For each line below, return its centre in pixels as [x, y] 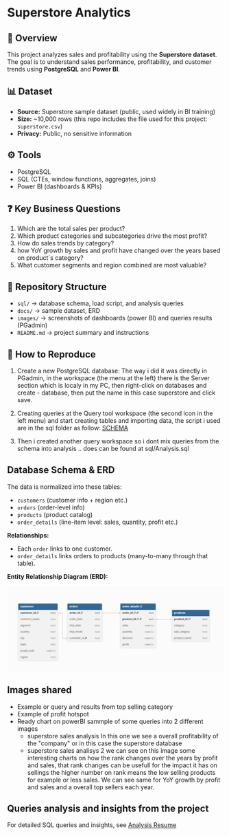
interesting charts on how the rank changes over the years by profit [122, 758]
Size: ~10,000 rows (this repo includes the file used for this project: [112, 119]
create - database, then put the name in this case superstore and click [116, 393]
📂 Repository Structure [57, 287]
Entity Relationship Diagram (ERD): [58, 576]
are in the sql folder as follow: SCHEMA [73, 428]
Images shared [39, 690]
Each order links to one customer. [64, 549]
